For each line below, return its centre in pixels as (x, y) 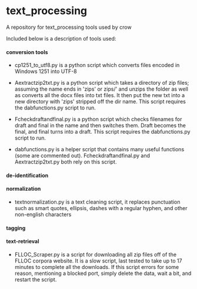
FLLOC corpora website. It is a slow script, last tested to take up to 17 (98, 261)
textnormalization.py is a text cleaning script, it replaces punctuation (97, 202)
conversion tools (27, 52)
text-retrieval (23, 241)
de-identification (27, 175)
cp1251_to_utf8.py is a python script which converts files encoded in (97, 65)
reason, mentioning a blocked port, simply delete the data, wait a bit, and (103, 273)
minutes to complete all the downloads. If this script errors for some (97, 267)
